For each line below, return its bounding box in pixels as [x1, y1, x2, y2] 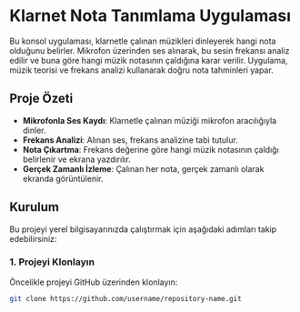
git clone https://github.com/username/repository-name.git [9, 294, 243, 303]
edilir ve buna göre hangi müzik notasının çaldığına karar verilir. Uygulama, [9, 55, 288, 65]
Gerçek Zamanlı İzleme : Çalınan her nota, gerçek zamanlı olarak [22, 163, 265, 174]
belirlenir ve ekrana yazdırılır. [22, 154, 132, 165]
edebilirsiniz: [9, 233, 57, 244]
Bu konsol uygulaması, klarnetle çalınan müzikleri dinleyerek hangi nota [9, 35, 276, 46]
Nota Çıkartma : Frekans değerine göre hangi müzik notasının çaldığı [22, 144, 279, 155]
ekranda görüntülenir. [22, 173, 104, 184]
